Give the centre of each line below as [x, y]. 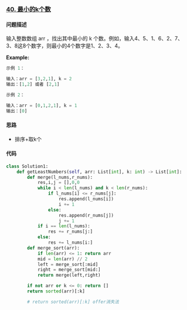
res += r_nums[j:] [70, 232]
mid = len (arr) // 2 [62, 259]
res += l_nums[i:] [70, 243]
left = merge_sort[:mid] [68, 264]
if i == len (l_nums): [64, 226]
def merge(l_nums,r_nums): [60, 177]
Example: [18, 57]
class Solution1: [27, 166]
